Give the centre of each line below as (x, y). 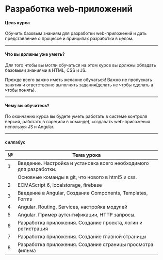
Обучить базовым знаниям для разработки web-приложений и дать (76, 33)
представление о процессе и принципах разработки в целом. (69, 39)
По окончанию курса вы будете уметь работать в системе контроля (76, 116)
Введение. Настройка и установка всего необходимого (83, 163)
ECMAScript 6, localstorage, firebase (60, 185)
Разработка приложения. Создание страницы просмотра (86, 244)
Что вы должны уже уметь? (35, 54)
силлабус (15, 142)
